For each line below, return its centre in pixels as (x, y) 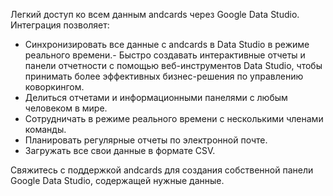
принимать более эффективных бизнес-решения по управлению (164, 76)
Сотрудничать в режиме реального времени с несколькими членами (174, 118)
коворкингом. (54, 87)
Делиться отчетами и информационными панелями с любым (156, 97)
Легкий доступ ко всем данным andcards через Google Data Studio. (155, 14)
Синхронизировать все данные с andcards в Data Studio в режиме (167, 44)
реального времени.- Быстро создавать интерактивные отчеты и (165, 55)
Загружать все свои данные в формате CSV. (120, 150)
